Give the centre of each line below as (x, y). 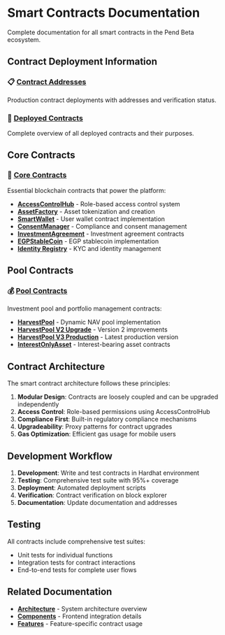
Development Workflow (60, 456)
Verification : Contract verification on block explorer (92, 495)
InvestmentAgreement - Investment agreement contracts (101, 234)
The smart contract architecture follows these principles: (89, 383)
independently (38, 404)
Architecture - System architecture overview (82, 608)
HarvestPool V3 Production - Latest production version (98, 337)
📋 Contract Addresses (47, 82)
